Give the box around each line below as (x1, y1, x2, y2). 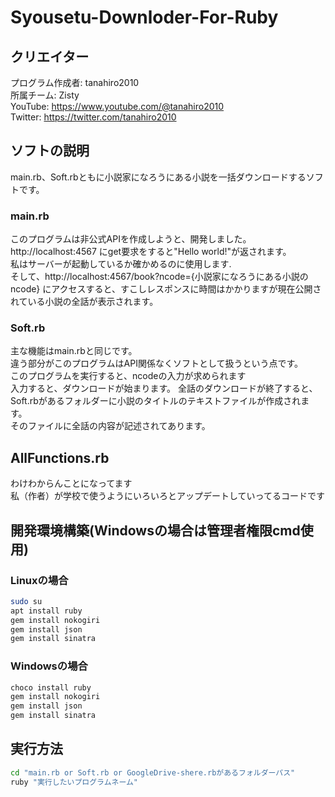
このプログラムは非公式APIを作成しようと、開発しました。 (10, 233, 252, 245)
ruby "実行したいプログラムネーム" (10, 777, 138, 787)
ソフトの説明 (10, 142, 90, 160)
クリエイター (10, 48, 90, 65)
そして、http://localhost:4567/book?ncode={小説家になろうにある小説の (10, 271, 309, 283)
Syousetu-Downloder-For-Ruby (10, 6, 279, 29)
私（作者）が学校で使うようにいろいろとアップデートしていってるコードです (10, 490, 325, 502)
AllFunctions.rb (10, 449, 110, 466)
